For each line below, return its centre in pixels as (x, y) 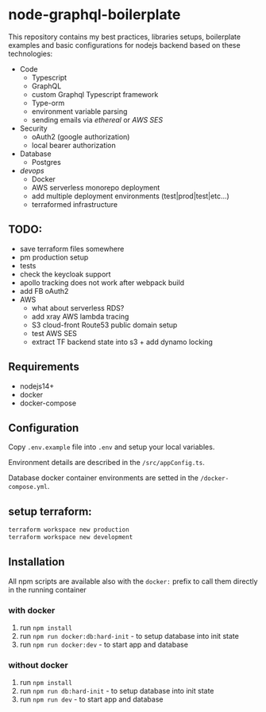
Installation (37, 562)
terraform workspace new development (71, 538)
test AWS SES (54, 333)
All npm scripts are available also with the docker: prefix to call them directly (133, 581)
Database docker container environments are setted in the (103, 478)
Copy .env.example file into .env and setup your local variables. (112, 447)
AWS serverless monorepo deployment (96, 187)
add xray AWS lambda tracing (80, 316)
